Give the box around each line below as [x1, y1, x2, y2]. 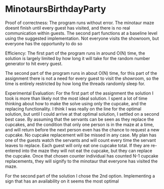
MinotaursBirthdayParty [5, 3, 106, 15]
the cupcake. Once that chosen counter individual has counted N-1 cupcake [5, 153, 159, 158]
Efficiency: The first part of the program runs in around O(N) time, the [5, 50, 145, 56]
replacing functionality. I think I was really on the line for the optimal [5, 106, 141, 112]
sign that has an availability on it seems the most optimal [5, 178, 119, 184]
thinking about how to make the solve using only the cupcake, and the [5, 100, 146, 106]
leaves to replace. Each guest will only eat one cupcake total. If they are [5, 142, 150, 148]
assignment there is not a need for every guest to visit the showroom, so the [5, 75, 159, 81]
